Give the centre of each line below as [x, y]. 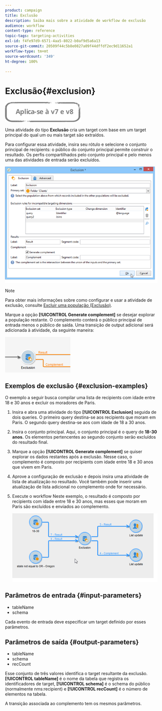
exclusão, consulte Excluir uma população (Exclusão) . [59, 305]
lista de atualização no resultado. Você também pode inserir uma [77, 482]
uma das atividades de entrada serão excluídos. [53, 160]
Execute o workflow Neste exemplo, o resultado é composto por [76, 496]
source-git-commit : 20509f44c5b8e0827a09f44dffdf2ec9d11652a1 [69, 46]
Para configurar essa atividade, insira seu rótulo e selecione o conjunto [76, 144]
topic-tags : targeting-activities [40, 36]
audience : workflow [25, 26]
